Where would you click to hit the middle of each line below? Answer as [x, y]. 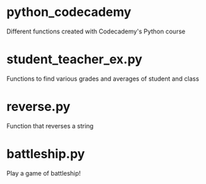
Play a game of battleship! [44, 173]
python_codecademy [69, 12]
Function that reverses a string [50, 126]
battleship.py [46, 154]
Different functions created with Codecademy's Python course [96, 31]
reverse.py [38, 107]
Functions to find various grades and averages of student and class [103, 78]
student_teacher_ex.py [75, 59]
